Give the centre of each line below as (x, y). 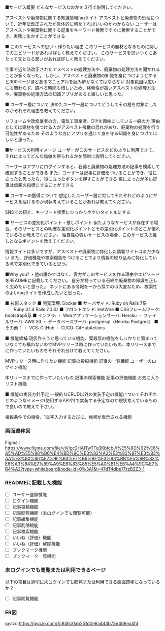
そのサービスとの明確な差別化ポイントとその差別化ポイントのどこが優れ (87, 229)
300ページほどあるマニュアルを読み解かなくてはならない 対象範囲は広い (83, 82)
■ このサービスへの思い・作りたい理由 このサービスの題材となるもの (75, 47)
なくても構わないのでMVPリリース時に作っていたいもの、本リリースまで (83, 344)
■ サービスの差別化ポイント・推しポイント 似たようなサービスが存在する (80, 222)
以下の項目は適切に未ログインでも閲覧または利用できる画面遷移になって (78, 582)
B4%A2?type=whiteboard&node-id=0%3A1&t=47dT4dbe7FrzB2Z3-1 (75, 469)
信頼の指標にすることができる (44, 185)
